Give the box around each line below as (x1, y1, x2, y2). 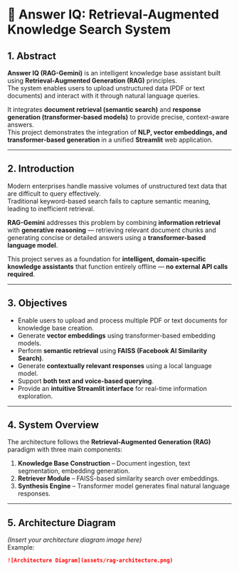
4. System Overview (7, 419, 100, 431)
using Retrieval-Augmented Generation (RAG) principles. (7, 76, 178, 85)
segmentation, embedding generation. (17, 466, 130, 476)
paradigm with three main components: (7, 445, 123, 454)
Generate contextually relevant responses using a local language (17, 361, 212, 370)
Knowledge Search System (7, 21, 171, 38)
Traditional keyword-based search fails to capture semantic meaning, (7, 197, 211, 205)
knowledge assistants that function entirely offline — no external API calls (7, 262, 228, 271)
